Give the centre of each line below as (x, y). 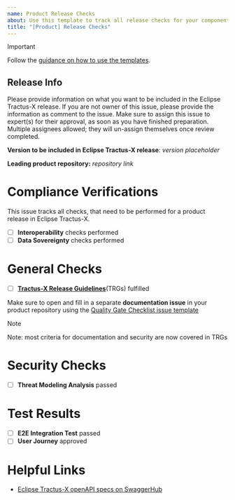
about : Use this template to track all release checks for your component (119, 20)
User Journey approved (52, 441)
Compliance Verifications (83, 192)
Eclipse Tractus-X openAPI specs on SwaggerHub (90, 489)
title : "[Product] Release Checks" (59, 27)
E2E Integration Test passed (59, 433)
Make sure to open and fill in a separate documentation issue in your (107, 303)
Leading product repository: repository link (71, 164)
